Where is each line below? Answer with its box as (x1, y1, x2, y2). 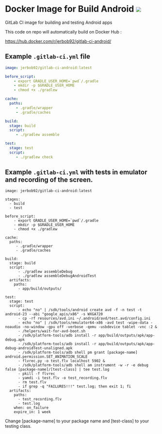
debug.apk (5, 337, 25, 342)
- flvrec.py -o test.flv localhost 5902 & (17, 359, 105, 364)
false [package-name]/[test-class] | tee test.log (5, 367, 110, 372)
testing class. (5, 423, 32, 429)
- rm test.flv (17, 380, 47, 385)
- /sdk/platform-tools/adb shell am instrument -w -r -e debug (17, 363, 149, 368)
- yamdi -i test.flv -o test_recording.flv (17, 376, 108, 381)
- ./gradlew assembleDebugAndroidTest (17, 274, 97, 278)
